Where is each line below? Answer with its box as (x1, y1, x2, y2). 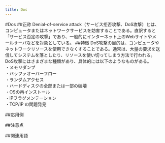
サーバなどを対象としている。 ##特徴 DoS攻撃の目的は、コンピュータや (13, 40, 160, 46)
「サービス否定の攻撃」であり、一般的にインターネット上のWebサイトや (5, 33, 153, 39)
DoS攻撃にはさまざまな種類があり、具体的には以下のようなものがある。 (5, 58, 152, 64)
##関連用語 (5, 132, 28, 138)
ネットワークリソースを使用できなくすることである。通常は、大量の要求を (5, 46, 156, 52)
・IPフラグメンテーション (5, 95, 57, 101)
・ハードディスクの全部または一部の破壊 (5, 83, 87, 88)
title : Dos (5, 7, 28, 12)
